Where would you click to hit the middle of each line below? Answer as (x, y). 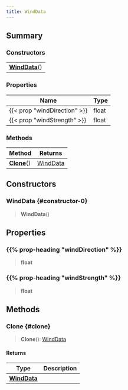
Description (60, 369)
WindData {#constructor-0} (47, 201)
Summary (24, 36)
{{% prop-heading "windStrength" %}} (63, 278)
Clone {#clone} (29, 326)
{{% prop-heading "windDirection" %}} (64, 249)
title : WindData (26, 12)
